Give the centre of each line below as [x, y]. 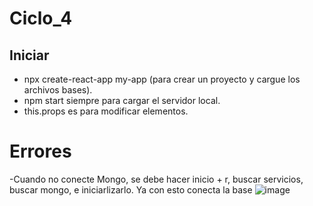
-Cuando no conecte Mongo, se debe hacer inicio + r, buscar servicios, [156, 179]
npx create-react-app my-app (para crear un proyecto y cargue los [162, 79]
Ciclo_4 [41, 18]
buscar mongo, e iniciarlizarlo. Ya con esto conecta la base [131, 189]
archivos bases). [58, 90]
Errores [40, 151]
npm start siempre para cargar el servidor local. [122, 100]
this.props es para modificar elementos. [106, 111]
